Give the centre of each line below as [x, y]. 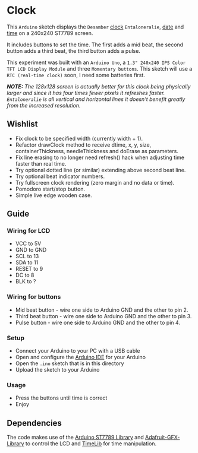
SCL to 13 [27, 256]
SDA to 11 [27, 262]
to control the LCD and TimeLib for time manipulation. [91, 444]
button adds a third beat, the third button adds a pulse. [73, 50]
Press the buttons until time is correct [61, 398]
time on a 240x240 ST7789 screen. [50, 33]
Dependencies [34, 423]
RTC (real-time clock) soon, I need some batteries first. [76, 75]
